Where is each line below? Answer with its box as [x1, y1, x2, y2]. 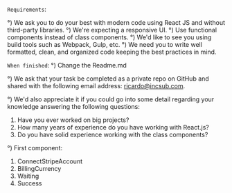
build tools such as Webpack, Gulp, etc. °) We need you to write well [7, 41, 203, 48]
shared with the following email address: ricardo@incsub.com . [7, 82, 186, 90]
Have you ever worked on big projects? [17, 116, 130, 124]
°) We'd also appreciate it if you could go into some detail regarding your [7, 95, 215, 103]
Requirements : [7, 6, 46, 13]
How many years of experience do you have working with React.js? [17, 123, 210, 131]
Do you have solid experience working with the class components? [17, 130, 208, 139]
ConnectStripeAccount [17, 157, 83, 165]
